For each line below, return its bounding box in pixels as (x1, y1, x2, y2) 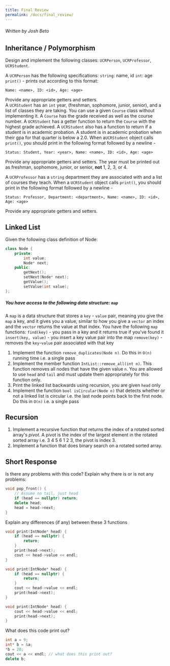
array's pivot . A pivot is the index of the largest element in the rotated (12, 432, 158, 438)
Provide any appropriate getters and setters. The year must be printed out (5, 159, 160, 165)
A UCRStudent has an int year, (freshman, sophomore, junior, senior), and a (5, 102, 161, 108)
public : (14, 265, 30, 270)
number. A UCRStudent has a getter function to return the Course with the (5, 118, 156, 125)
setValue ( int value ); (23, 284, 70, 289)
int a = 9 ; (5, 637, 28, 643)
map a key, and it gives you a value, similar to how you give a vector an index (5, 318, 164, 324)
